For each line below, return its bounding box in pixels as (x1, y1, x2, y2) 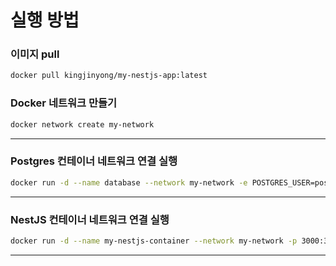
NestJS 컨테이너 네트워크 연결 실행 (10, 212, 170, 226)
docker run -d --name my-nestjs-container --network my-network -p (10, 236, 298, 246)
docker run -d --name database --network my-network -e (10, 177, 248, 188)
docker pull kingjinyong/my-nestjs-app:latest (10, 71, 208, 81)
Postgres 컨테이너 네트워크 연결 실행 (10, 154, 178, 168)
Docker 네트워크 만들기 (10, 96, 118, 110)
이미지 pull (10, 47, 60, 61)
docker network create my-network (10, 119, 155, 130)
